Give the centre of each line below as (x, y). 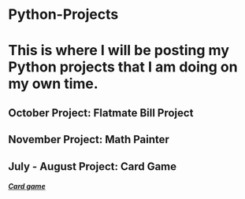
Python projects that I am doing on (123, 67)
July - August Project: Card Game (93, 166)
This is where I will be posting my (119, 51)
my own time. (53, 84)
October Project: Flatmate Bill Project (101, 113)
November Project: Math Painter (89, 140)
